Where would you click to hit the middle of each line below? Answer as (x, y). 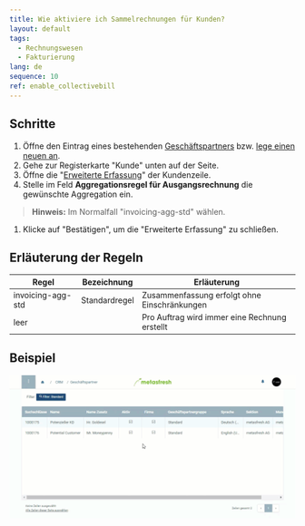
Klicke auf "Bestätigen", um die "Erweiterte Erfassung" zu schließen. (150, 229)
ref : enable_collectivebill (63, 86)
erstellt (155, 327)
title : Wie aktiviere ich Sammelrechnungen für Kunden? (117, 19)
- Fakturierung (46, 58)
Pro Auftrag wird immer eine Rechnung (214, 317)
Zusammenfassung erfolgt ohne (202, 296)
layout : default (40, 29)
